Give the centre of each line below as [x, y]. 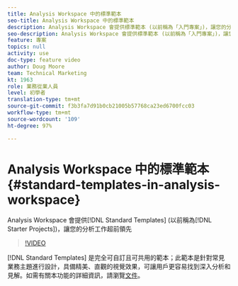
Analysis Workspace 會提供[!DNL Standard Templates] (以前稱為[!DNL [110, 220]
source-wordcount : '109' [44, 119]
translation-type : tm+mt [44, 100]
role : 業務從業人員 [33, 86]
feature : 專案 [27, 40]
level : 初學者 [27, 93]
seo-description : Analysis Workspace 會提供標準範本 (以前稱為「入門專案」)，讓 [118, 34]
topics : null [27, 47]
